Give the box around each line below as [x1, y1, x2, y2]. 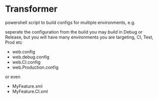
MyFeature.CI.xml [12, 88, 48, 94]
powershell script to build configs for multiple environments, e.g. [5, 20, 136, 25]
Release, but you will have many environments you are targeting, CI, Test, [5, 34, 154, 40]
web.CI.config [12, 59, 41, 65]
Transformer [5, 3, 58, 15]
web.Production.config [12, 64, 59, 70]
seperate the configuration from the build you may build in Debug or [5, 29, 143, 35]
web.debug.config [12, 54, 50, 59]
